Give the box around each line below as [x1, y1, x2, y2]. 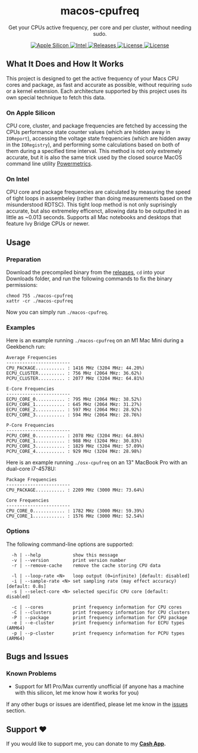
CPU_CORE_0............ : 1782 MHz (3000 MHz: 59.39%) [6, 508, 145, 514]
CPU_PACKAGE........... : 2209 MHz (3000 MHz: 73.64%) [6, 487, 145, 493]
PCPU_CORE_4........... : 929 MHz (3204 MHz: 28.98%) [6, 448, 143, 455]
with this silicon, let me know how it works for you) [14, 689, 139, 696]
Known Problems [6, 669, 57, 677]
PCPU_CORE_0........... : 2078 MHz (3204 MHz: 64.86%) [6, 433, 145, 439]
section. [6, 707, 26, 714]
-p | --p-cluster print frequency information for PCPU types [11, 630, 185, 636]
